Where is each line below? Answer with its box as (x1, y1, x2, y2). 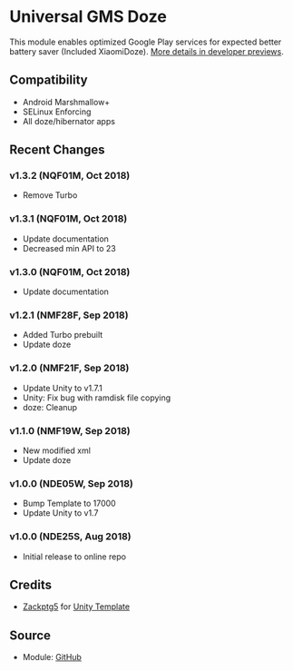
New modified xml (22, 445, 91, 456)
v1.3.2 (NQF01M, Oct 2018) (9, 170, 131, 183)
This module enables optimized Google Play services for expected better (9, 36, 282, 47)
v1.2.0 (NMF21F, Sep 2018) (9, 361, 130, 374)
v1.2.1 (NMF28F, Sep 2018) (9, 309, 129, 321)
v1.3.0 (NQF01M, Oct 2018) (9, 265, 131, 278)
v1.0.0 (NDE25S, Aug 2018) (9, 530, 132, 543)
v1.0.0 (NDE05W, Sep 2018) (9, 477, 133, 489)
